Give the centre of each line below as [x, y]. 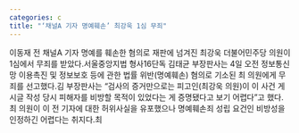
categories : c [36, 17]
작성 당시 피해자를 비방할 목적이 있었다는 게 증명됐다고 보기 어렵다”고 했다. [154, 97]
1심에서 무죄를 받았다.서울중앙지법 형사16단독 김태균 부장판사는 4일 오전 [134, 63]
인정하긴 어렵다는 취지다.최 [56, 119]
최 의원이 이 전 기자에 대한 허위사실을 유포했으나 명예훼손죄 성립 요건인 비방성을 [147, 108]
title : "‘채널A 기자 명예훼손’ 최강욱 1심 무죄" [88, 26]
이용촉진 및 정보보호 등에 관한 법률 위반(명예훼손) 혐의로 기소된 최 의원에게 [147, 75]
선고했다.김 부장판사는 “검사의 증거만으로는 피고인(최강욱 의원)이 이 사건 [150, 86]
